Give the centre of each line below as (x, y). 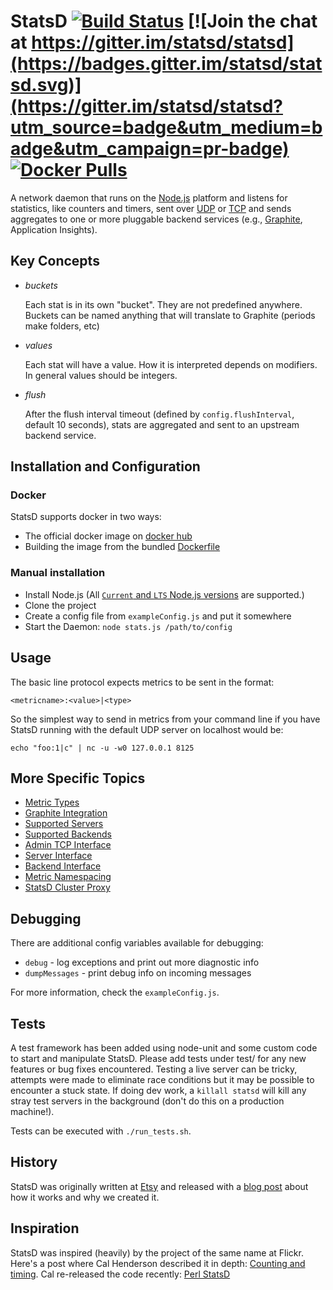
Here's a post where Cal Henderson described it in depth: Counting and (158, 1263)
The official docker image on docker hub (108, 536)
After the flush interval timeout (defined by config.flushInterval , (159, 414)
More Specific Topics (78, 778)
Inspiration (45, 1228)
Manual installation (58, 573)
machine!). (32, 1111)
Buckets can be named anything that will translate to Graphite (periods (170, 315)
